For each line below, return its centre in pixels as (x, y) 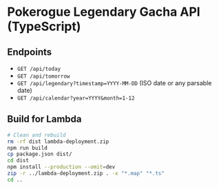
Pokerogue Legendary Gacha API (104, 12)
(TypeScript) (44, 26)
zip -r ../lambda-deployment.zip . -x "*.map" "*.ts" (86, 174)
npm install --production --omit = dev (61, 167)
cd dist (18, 161)
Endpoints (30, 52)
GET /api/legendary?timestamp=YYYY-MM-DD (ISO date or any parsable (114, 83)
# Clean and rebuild (37, 135)
